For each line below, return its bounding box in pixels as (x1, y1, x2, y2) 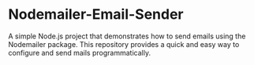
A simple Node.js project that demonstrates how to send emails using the (8, 31, 246, 41)
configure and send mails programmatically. (8, 48, 151, 57)
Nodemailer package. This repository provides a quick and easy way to (8, 39, 240, 49)
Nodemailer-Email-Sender (8, 5, 184, 23)
